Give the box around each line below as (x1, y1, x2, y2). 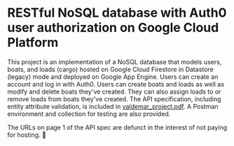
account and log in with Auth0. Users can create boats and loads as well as (7, 80, 224, 88)
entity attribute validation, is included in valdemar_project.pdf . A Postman (7, 102, 219, 110)
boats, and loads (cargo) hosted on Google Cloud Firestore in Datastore (7, 65, 214, 73)
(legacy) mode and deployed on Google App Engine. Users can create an (7, 72, 219, 81)
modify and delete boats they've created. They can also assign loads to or (7, 87, 221, 96)
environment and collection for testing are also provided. (7, 110, 171, 118)
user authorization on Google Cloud (7, 20, 219, 36)
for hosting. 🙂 (7, 131, 47, 139)
